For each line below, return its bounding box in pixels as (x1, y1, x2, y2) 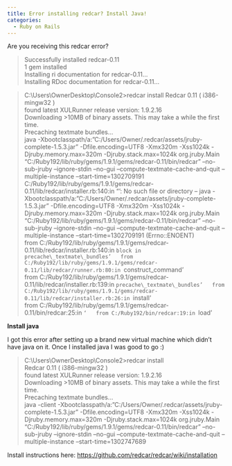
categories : (7, 17, 42, 24)
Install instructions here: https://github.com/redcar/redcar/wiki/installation (7, 451, 218, 459)
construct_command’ (123, 265, 184, 274)
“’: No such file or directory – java (116, 187, 211, 195)
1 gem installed (24, 63, 67, 72)
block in (116, 247, 142, 254)
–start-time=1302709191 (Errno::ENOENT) (75, 231, 195, 240)
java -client (24, 401, 57, 409)
